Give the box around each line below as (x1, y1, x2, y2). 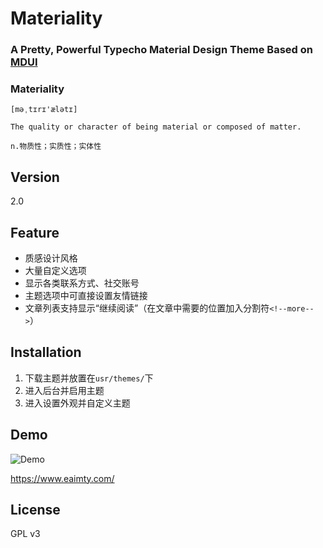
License (10, 502, 61, 519)
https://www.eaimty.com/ (10, 472, 115, 484)
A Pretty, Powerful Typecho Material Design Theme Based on (10, 43, 313, 57)
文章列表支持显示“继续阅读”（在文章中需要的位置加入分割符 (24, 302, 270, 314)
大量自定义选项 (24, 265, 87, 277)
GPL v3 (10, 528, 41, 540)
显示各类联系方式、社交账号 (24, 277, 140, 289)
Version (10, 168, 60, 186)
